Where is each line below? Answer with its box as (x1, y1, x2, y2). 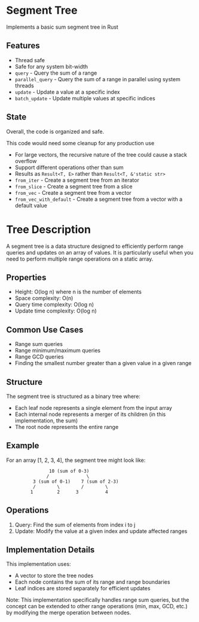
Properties (6, 272, 47, 283)
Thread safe (14, 56, 45, 63)
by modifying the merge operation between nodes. (6, 609, 131, 616)
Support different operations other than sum (14, 164, 124, 171)
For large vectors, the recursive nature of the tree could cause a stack (14, 151, 187, 158)
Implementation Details (6, 544, 95, 554)
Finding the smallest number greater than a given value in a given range (14, 360, 192, 367)
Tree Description (6, 222, 91, 236)
